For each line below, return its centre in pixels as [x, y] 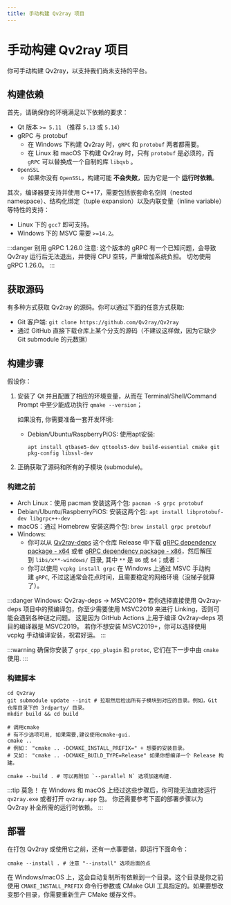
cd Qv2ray [21, 693]
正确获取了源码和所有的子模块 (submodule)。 [82, 467]
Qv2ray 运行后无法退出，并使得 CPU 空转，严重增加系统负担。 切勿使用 [109, 256]
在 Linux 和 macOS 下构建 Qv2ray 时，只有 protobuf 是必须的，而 [121, 153]
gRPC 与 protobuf [42, 136]
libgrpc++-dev [50, 519]
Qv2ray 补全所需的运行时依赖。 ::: [55, 807]
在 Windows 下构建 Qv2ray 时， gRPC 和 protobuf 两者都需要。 [115, 144]
